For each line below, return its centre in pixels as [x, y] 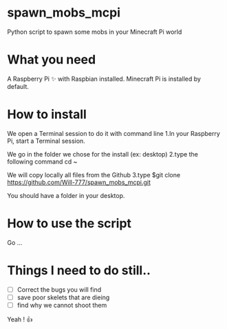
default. [18, 86]
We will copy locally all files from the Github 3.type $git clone [94, 175]
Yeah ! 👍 [20, 319]
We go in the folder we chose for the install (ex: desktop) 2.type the [102, 154]
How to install [47, 114]
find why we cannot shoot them [62, 305]
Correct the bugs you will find [59, 289]
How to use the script [69, 223]
